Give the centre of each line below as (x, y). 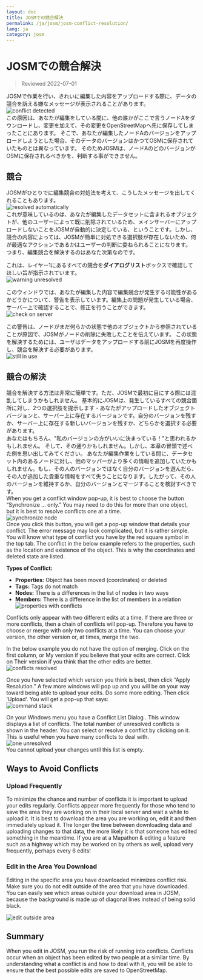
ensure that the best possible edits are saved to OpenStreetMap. (87, 970)
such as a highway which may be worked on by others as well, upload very (100, 845)
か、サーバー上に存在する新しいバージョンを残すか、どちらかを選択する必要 (102, 423)
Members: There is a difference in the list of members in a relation (98, 599)
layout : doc (21, 12)
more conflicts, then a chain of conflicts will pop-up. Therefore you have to (100, 624)
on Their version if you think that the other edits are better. (79, 661)
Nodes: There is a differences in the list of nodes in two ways (92, 592)
